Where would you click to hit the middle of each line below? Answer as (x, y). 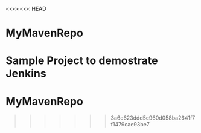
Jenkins (26, 73)
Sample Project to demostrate (82, 61)
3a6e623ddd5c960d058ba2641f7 (153, 118)
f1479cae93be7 (130, 125)
